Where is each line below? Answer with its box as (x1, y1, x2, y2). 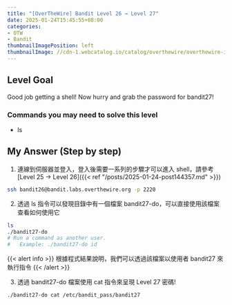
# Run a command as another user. (7, 234, 107, 242)
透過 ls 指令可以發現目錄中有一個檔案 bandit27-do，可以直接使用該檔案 (17, 199, 220, 207)
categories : (7, 23, 41, 30)
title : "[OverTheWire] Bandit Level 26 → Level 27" (7, 10, 159, 17)
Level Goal (7, 74, 54, 86)
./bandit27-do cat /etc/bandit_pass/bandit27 (7, 292, 140, 299)
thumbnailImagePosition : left (7, 42, 95, 49)
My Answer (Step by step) (7, 146, 122, 158)
